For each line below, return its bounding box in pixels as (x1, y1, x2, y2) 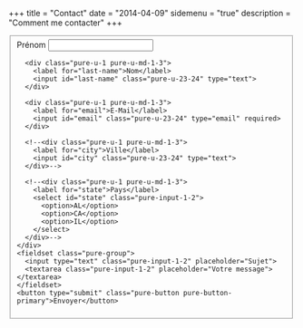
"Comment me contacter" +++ (8, 17, 123, 28)
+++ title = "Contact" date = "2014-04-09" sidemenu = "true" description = (8, 8, 291, 18)
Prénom (16, 39, 46, 50)
